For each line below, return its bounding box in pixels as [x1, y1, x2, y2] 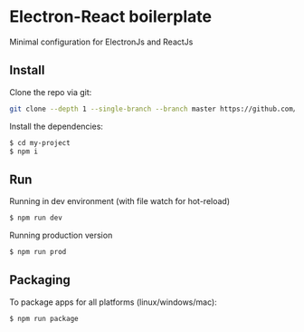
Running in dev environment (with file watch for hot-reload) [9, 196, 231, 207]
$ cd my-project [9, 138, 71, 147]
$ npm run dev [9, 213, 63, 223]
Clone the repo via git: [9, 86, 92, 97]
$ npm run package [9, 314, 79, 323]
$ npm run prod [9, 248, 67, 257]
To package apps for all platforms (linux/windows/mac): [9, 297, 217, 308]
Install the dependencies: [9, 121, 104, 132]
